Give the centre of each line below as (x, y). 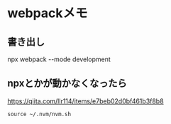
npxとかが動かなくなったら (67, 84)
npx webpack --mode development (59, 59)
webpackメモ (48, 13)
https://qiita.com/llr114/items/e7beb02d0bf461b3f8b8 (86, 101)
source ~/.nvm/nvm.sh (39, 114)
